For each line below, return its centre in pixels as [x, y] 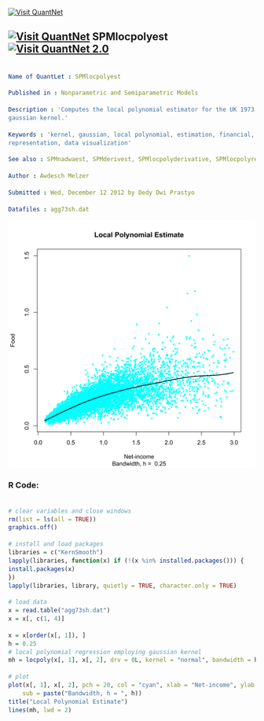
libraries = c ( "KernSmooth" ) [56, 553]
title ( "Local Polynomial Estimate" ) [68, 701]
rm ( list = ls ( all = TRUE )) [52, 519]
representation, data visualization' [70, 143]
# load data [27, 602]
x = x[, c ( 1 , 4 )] [37, 619]
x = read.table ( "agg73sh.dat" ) [59, 611]
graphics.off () [33, 528]
